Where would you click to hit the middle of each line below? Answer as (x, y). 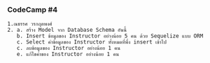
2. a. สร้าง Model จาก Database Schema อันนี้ (67, 30)
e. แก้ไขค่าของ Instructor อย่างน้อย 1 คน (68, 54)
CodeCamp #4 (33, 10)
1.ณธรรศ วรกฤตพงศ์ (30, 24)
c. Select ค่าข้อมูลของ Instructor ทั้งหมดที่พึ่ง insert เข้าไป (91, 42)
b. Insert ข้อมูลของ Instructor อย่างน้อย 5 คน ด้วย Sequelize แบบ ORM (110, 36)
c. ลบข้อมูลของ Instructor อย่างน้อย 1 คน (69, 48)
